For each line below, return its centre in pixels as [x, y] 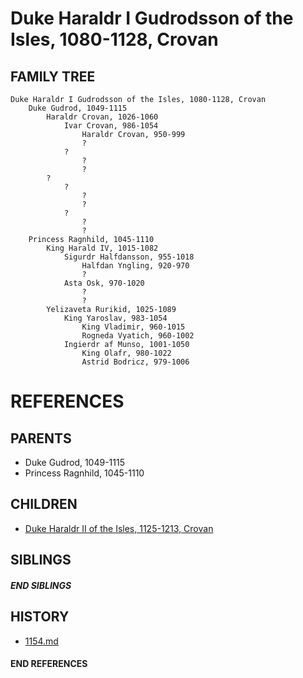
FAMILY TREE [53, 76]
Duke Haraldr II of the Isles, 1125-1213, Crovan [119, 528]
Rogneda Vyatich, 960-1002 [138, 336]
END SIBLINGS [41, 585]
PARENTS [41, 438]
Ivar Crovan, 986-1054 [111, 126]
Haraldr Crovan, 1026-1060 [102, 117]
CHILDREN [44, 504]
